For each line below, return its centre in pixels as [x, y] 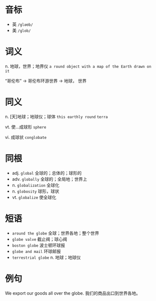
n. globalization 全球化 [36, 185]
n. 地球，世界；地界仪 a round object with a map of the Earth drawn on [78, 66]
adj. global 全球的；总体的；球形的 [47, 173]
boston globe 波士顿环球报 [39, 245]
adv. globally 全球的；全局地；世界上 [49, 179]
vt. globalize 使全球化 [34, 197]
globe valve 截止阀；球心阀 [39, 239]
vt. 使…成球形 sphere [26, 127]
